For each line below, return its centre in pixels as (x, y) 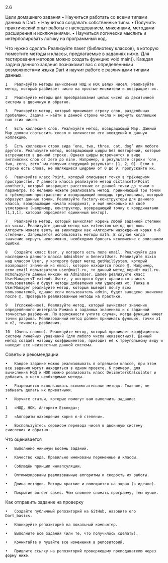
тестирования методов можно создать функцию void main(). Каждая (79, 59)
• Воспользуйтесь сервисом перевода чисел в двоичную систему (74, 426)
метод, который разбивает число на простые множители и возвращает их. (82, 89)
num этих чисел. (22, 120)
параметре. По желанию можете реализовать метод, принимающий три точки (83, 190)
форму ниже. (18, 555)
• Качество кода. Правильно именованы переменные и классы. (72, 457)
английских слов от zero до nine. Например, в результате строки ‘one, (82, 160)
